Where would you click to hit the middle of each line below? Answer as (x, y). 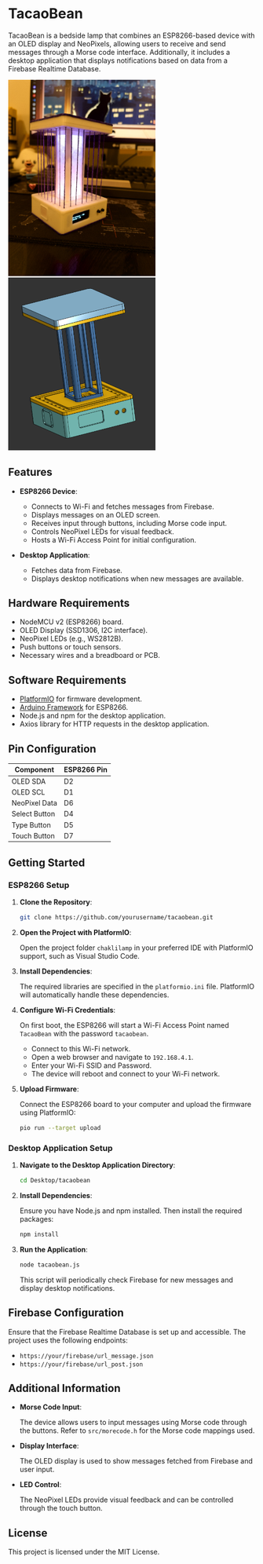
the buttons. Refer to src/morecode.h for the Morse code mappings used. (137, 1431)
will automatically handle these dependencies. (94, 995)
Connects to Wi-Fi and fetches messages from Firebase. (122, 506)
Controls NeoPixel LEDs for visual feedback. (102, 532)
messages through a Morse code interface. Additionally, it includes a (119, 52)
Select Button (33, 814)
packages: (37, 1219)
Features (30, 472)
